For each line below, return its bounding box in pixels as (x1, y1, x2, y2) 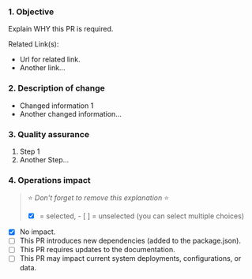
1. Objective (8, 6, 55, 17)
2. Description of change (8, 83, 105, 94)
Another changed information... (19, 109, 122, 118)
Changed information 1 (19, 101, 94, 110)
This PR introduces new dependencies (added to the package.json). (19, 236, 241, 246)
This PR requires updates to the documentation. (19, 245, 175, 255)
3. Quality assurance (8, 128, 89, 139)
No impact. (19, 227, 56, 236)
